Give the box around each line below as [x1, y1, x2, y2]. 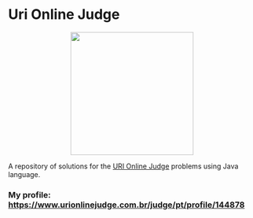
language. [8, 169, 41, 179]
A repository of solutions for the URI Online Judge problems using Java [8, 161, 239, 171]
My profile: [8, 189, 51, 200]
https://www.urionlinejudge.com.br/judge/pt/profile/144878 [8, 199, 245, 210]
